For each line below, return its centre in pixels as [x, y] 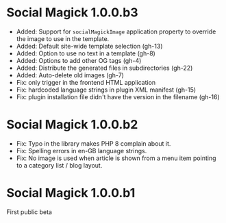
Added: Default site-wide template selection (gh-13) [89, 46]
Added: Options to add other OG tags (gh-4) [79, 60]
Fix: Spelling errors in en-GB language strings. [81, 150]
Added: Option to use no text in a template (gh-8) [86, 53]
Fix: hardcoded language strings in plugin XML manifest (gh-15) [106, 90]
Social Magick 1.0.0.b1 [71, 193]
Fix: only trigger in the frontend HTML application [86, 82]
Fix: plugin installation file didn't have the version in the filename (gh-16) [118, 96]
